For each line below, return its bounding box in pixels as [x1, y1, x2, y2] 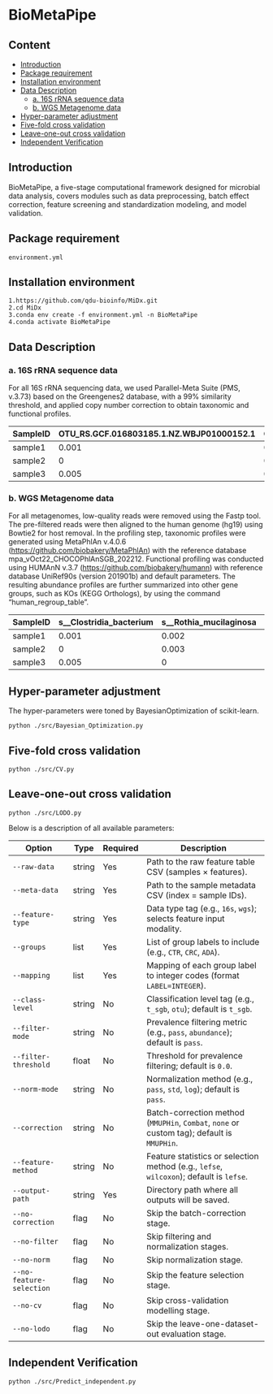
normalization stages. [145, 1240, 229, 1252]
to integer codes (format [145, 969, 240, 981]
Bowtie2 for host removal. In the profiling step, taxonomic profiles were [8, 528, 246, 538]
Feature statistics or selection [145, 1150, 259, 1162]
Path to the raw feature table [145, 855, 256, 867]
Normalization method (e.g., [145, 1073, 253, 1084]
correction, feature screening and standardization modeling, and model [8, 199, 247, 209]
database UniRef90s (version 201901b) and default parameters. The [8, 571, 236, 582]
